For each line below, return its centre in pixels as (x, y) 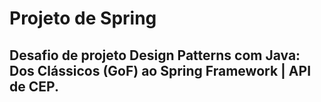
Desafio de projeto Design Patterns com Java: (155, 55)
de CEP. (34, 86)
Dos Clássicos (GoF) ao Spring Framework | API (160, 70)
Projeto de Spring (83, 18)
